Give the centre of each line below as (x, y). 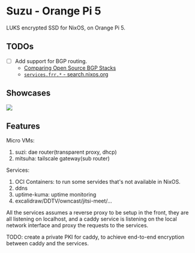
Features (23, 126)
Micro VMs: (20, 141)
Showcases (28, 93)
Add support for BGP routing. (51, 61)
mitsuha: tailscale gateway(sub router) (62, 159)
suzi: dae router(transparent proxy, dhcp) (66, 152)
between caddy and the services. (47, 243)
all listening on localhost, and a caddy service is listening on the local (91, 219)
